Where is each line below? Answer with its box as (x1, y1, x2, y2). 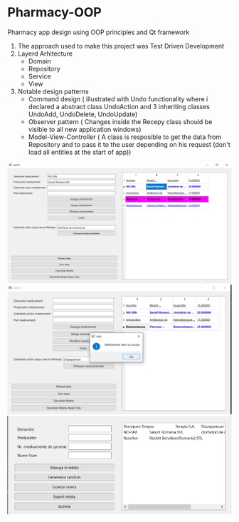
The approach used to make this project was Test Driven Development (17, 41, 225, 50)
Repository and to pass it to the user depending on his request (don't (28, 140, 231, 148)
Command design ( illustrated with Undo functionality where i (28, 94, 208, 103)
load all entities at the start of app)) (28, 148, 132, 156)
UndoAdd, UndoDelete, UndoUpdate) (28, 110, 138, 118)
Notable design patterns (17, 87, 89, 96)
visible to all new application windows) (28, 125, 142, 133)
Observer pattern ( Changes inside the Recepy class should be (28, 117, 213, 126)
